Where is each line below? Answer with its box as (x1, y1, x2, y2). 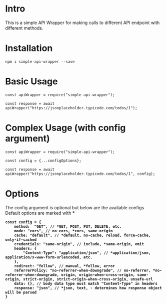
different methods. (5, 25, 43, 31)
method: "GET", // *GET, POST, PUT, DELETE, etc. (14, 224, 122, 229)
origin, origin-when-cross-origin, (60, 272, 135, 277)
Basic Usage (5, 76, 58, 87)
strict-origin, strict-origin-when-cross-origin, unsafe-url (23, 276, 153, 281)
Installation (5, 43, 53, 54)
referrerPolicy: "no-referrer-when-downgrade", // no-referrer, (14, 268, 151, 273)
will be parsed (5, 289, 37, 295)
